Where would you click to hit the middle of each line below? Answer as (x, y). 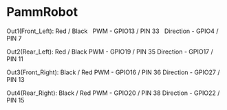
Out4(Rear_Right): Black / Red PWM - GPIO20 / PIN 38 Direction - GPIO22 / (113, 93)
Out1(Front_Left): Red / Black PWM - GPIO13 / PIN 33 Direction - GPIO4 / (112, 31)
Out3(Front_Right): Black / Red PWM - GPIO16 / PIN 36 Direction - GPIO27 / (113, 72)
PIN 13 (15, 79)
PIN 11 (15, 58)
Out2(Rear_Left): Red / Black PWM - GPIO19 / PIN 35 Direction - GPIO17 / (110, 52)
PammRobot (42, 12)
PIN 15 (15, 100)
